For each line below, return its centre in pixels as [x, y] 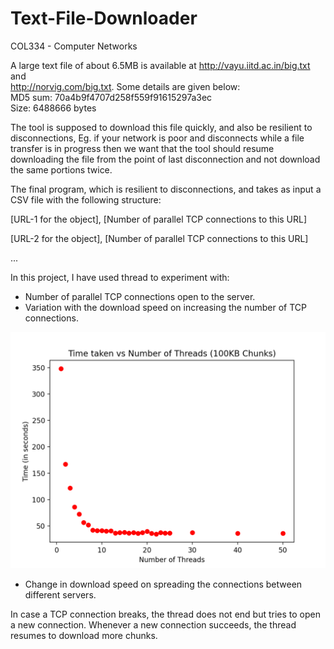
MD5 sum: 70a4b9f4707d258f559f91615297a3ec [111, 97]
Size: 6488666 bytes [53, 108]
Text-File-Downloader [104, 18]
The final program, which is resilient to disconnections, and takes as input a [166, 189]
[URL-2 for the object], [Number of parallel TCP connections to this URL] [159, 238]
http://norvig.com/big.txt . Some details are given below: [125, 86]
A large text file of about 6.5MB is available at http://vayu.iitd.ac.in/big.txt [160, 65]
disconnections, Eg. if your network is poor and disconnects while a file [157, 138]
